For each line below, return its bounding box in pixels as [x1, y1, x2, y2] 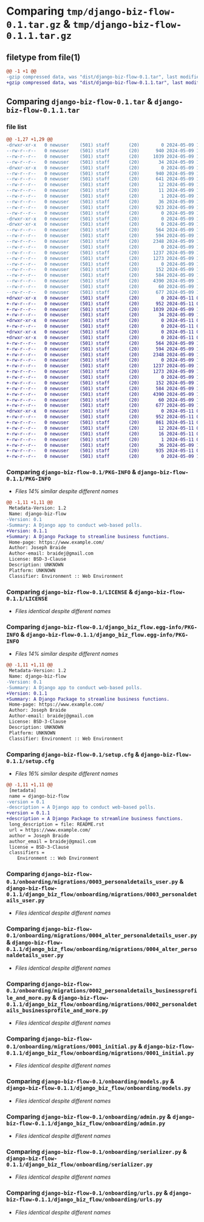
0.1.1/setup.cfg [6, 757, 55, 765]
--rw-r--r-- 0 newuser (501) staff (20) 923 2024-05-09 [6, 204, 194, 211]
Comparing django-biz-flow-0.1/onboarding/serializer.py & [6, 1147, 187, 1156]
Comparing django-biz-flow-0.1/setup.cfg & [6, 750, 140, 759]
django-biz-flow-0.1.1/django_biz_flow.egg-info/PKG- [26, 631, 189, 638]
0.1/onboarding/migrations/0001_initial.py [6, 1043, 137, 1050]
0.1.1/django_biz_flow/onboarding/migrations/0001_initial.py [6, 1049, 194, 1056]
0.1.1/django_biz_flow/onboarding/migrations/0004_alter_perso [6, 946, 197, 953]
